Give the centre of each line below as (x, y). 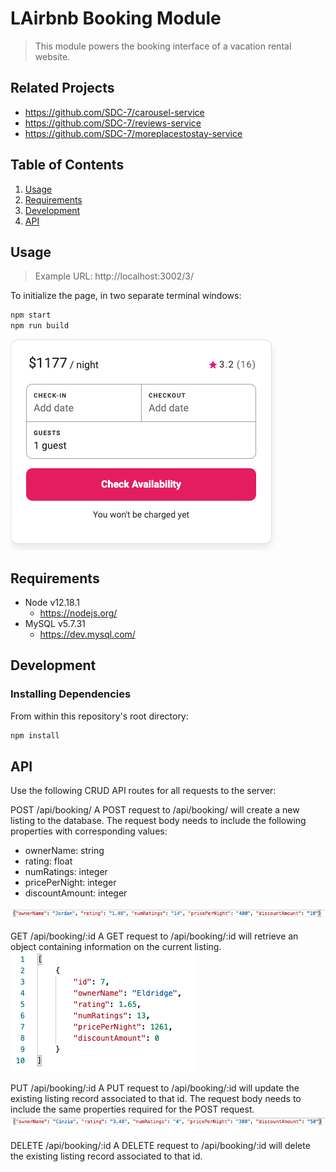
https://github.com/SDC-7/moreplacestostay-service (133, 133)
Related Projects (62, 88)
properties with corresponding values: (89, 831)
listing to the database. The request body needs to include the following (158, 821)
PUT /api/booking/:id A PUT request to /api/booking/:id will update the (155, 1088)
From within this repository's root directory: (99, 716)
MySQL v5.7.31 (55, 623)
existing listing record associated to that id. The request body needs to (156, 1098)
